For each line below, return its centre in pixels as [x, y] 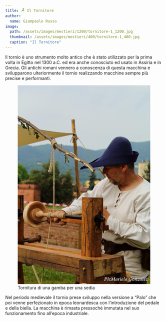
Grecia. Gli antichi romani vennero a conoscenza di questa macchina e [78, 67]
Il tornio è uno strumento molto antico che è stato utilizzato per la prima [79, 57]
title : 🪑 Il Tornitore [29, 10]
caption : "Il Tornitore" [35, 42]
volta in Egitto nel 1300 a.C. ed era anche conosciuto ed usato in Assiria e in [83, 62]
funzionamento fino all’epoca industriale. [47, 313]
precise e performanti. [28, 78]
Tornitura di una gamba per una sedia [56, 288]
